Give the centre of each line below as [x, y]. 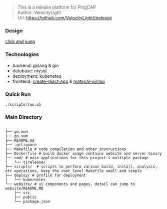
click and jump [20, 41]
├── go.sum [16, 136]
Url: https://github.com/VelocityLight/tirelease [65, 18]
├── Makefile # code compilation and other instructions [66, 149]
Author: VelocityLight [39, 12]
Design [14, 30]
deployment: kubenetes [37, 76]
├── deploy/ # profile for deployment [45, 176]
